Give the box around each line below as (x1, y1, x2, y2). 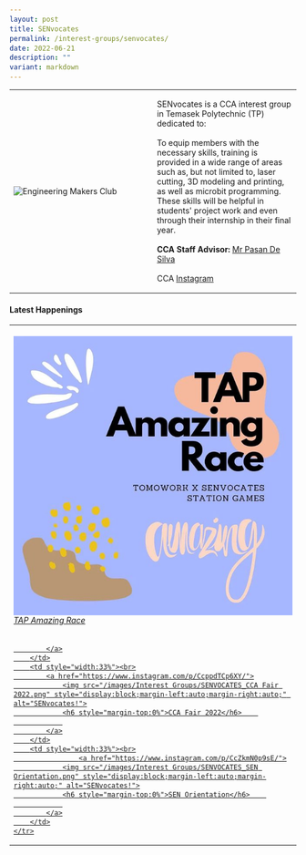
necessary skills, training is (157, 147, 258, 158)
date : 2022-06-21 (9, 44, 76, 53)
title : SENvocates (9, 24, 79, 34)
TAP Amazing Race (13, 615, 86, 626)
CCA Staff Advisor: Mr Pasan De (157, 243, 280, 254)
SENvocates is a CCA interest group (157, 98, 291, 109)
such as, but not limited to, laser (157, 166, 276, 177)
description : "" (9, 53, 71, 63)
